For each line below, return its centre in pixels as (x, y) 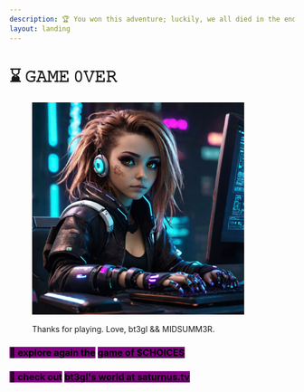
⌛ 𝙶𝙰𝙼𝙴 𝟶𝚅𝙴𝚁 (63, 76)
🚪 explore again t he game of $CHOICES (97, 353)
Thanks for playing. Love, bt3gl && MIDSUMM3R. (123, 330)
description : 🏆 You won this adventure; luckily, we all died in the (145, 19)
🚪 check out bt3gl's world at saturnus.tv (100, 378)
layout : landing (40, 29)
